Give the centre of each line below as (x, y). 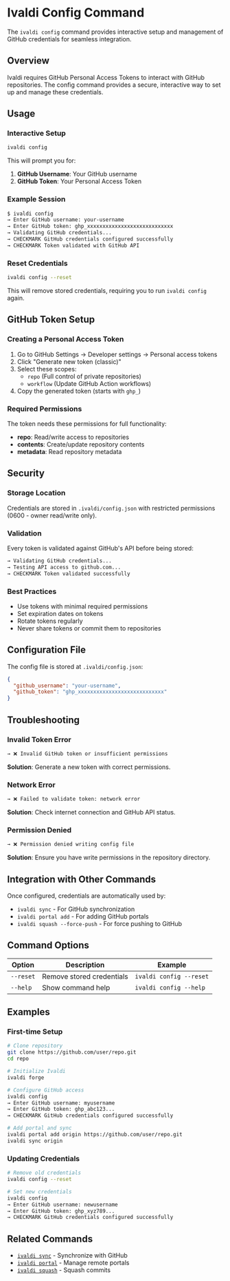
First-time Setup (35, 1032)
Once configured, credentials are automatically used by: (87, 895)
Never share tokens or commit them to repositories (89, 628)
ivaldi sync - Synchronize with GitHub (72, 1256)
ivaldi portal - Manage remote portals (73, 1263)
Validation (25, 533)
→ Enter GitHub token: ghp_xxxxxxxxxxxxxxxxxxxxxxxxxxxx (90, 226)
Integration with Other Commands (82, 879)
